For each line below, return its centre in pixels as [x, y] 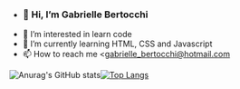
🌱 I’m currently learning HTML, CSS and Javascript [117, 44]
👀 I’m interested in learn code [77, 35]
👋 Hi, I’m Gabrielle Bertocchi [85, 15]
